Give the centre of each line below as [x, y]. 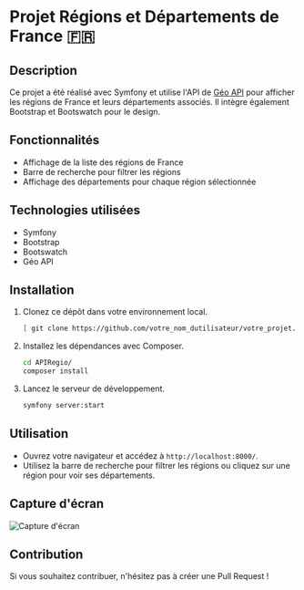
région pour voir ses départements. [89, 475]
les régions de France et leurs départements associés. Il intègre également [149, 102]
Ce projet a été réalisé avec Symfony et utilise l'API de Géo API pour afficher [152, 92]
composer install [56, 371]
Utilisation [39, 434]
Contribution [46, 554]
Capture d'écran [57, 504]
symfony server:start [63, 406]
